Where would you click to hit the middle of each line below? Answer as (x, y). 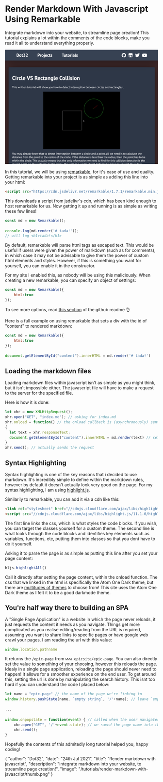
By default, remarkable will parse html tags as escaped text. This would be (80, 245)
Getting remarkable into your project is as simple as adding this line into (76, 177)
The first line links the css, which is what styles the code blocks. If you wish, (81, 523)
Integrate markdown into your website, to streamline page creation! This (77, 32)
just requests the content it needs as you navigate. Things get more (72, 624)
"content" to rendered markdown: (39, 326)
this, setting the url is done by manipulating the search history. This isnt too (80, 679)
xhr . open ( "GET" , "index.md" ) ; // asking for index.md (61, 417)
